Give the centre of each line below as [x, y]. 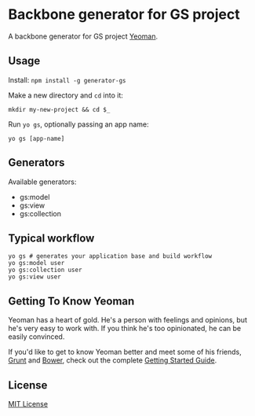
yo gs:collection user [45, 270]
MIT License [28, 404]
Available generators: [42, 182]
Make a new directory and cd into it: [66, 95]
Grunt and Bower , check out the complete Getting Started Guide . [113, 360]
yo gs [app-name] [36, 138]
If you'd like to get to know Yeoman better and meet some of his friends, [125, 352]
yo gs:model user [36, 263]
